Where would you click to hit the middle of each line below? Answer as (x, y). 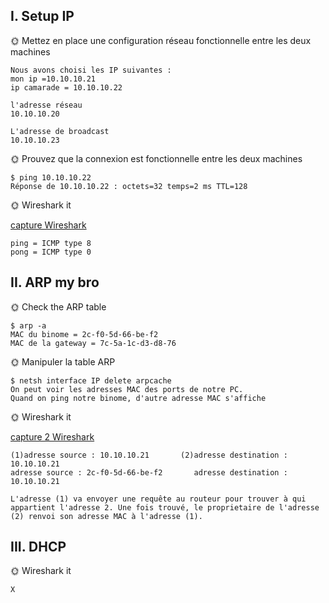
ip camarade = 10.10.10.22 (66, 87)
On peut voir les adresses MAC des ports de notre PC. (127, 389)
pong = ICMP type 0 (51, 252)
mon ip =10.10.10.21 (53, 79)
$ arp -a (28, 325)
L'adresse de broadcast (60, 131)
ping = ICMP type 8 (51, 243)
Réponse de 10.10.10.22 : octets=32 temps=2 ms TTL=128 (129, 186)
